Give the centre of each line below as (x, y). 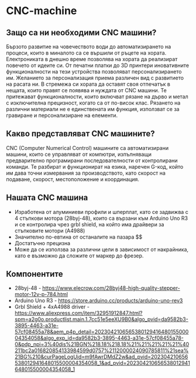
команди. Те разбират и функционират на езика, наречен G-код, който (95, 166)
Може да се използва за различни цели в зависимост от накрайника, (102, 249)
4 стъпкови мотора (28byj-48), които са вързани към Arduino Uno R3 (101, 218)
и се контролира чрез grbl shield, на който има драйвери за (89, 224)
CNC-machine (42, 11)
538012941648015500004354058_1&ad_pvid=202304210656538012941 (102, 363)
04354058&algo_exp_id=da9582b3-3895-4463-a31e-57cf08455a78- (99, 338)
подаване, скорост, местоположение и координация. (73, 179)
